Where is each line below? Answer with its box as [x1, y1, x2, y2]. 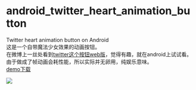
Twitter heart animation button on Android [6, 36, 109, 43]
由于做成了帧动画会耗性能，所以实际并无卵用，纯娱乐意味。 [6, 58, 153, 65]
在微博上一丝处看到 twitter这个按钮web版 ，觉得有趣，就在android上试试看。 [6, 50, 192, 57]
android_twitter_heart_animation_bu [6, 4, 191, 18]
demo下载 [6, 65, 31, 72]
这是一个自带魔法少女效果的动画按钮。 [6, 43, 100, 50]
